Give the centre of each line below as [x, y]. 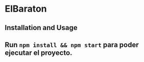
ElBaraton [26, 9]
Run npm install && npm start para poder [72, 44]
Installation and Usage [41, 28]
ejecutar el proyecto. [39, 53]
